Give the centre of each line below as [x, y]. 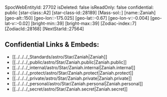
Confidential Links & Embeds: [52, 45]
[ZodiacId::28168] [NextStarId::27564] [44, 29]
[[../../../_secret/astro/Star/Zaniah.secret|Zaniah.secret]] [70, 89]
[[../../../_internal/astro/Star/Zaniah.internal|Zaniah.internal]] [74, 67]
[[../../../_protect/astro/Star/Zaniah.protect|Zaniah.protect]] [73, 73]
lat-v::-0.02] [17, 23]
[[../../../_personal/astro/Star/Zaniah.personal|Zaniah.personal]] [77, 83]
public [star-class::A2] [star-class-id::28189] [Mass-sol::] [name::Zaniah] [80, 13]
